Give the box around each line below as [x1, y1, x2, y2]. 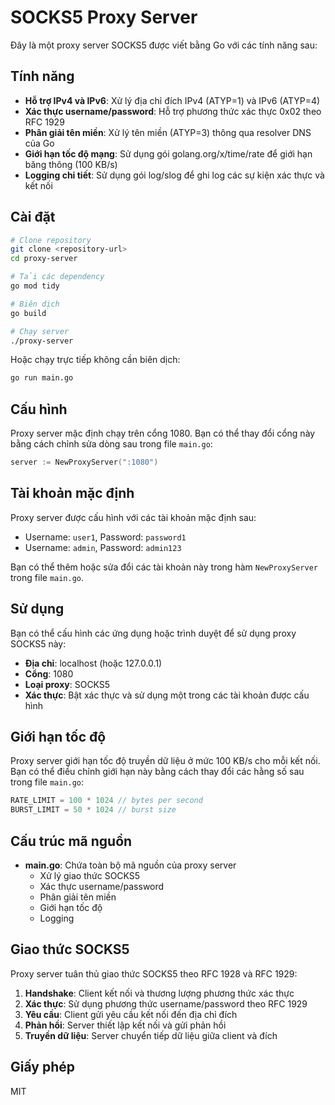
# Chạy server [10, 326, 70, 336]
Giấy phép [10, 1059, 75, 1076]
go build [10, 308, 47, 318]
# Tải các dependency [10, 272, 105, 282]
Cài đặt [10, 209, 56, 226]
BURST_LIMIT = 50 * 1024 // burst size [10, 805, 177, 815]
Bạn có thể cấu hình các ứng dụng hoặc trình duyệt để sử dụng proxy [10, 627, 297, 639]
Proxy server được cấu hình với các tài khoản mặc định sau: [10, 511, 257, 523]
